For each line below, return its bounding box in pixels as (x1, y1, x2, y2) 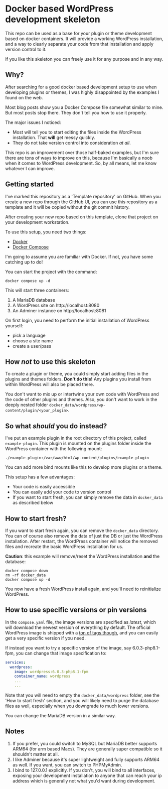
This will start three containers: (5, 287, 69, 293)
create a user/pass (12, 343, 52, 349)
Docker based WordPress (5, 3, 114, 15)
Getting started (5, 180, 54, 189)
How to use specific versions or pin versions (5, 606, 147, 614)
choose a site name (12, 337, 54, 344)
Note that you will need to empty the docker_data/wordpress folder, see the (5, 692, 159, 698)
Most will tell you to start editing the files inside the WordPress (12, 129, 141, 135)
